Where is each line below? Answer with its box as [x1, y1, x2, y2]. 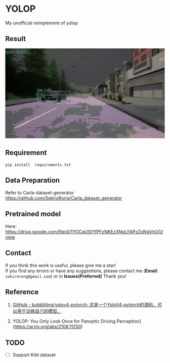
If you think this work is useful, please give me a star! [5, 262, 116, 268]
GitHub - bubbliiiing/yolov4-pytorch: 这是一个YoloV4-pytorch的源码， [12, 302, 158, 308]
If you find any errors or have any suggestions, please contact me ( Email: [5, 268, 158, 274]
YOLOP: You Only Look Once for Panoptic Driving [12, 318, 116, 324]
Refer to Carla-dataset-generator [5, 189, 74, 195]
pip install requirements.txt [5, 162, 71, 168]
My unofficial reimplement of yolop [5, 20, 78, 26]
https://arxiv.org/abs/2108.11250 [14, 323, 81, 330]
